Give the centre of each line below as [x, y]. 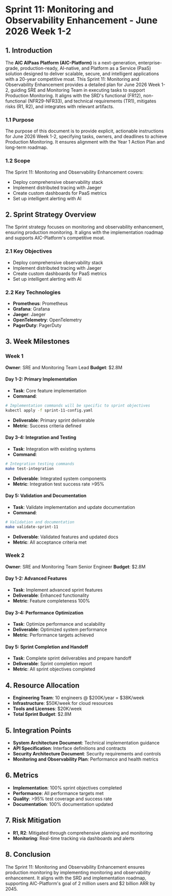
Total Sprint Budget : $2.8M [42, 714]
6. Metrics [22, 775]
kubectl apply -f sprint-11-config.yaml [49, 410]
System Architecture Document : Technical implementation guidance [86, 743]
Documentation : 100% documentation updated [63, 804]
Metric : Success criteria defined [47, 425]
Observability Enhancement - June [81, 20]
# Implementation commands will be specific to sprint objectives [78, 405]
